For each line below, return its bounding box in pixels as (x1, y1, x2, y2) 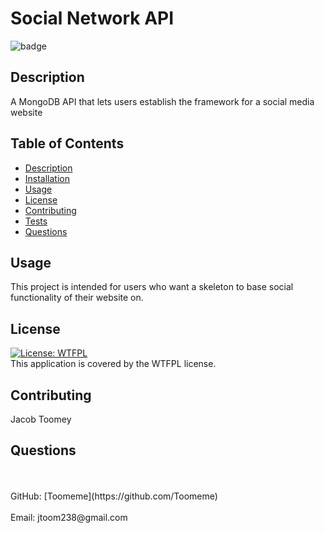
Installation (24, 172, 71, 184)
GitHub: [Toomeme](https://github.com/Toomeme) (10, 490, 218, 502)
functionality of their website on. (10, 292, 144, 304)
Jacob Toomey (10, 413, 72, 425)
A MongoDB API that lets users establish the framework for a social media (10, 95, 315, 107)
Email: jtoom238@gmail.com (10, 511, 128, 523)
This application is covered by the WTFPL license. (10, 358, 217, 370)
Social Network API (10, 7, 175, 30)
